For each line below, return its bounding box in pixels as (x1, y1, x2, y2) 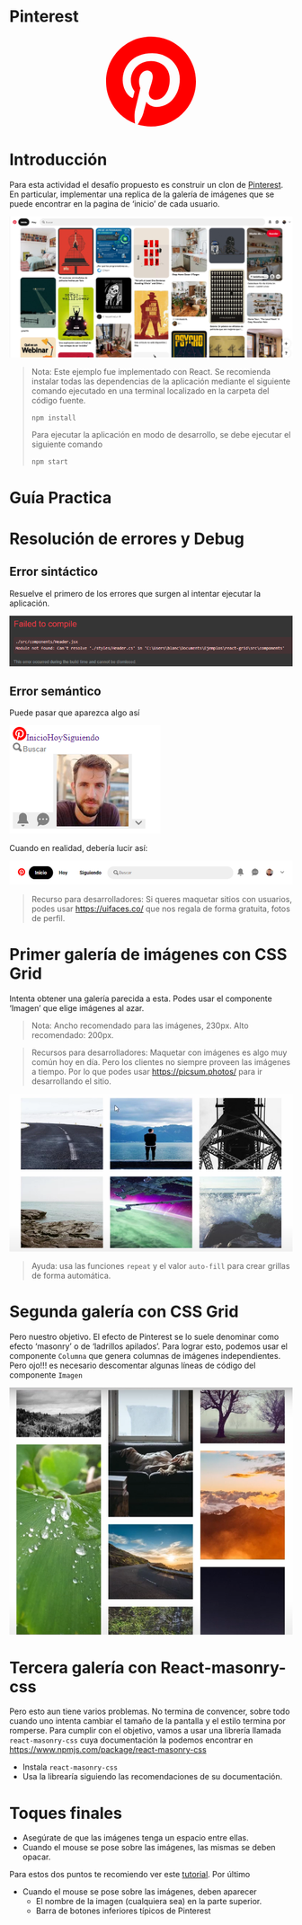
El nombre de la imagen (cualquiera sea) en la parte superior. (35, 1896, 262, 1907)
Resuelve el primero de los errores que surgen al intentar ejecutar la (9, 588, 262, 599)
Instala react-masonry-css (22, 1761, 119, 1772)
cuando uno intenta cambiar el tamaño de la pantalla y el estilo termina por (9, 1716, 286, 1726)
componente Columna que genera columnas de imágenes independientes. (9, 1350, 281, 1361)
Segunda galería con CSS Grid (9, 1301, 239, 1322)
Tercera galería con (9, 1657, 157, 1678)
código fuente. (31, 395, 86, 406)
